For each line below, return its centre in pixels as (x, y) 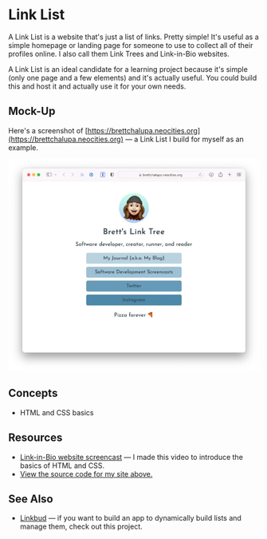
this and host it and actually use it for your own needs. (97, 86)
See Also (31, 499)
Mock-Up (32, 111)
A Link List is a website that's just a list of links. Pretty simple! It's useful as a (133, 37)
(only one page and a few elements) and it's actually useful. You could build (133, 77)
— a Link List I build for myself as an (185, 139)
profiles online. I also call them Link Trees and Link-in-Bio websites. (119, 54)
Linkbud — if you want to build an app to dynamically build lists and (130, 518)
